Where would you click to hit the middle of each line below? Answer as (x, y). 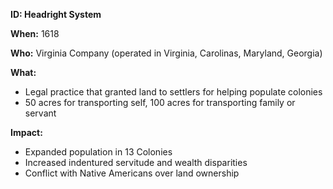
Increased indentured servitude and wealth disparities (136, 162)
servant (40, 113)
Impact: (26, 132)
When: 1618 (35, 33)
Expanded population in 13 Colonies (98, 152)
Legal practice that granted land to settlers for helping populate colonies (173, 92)
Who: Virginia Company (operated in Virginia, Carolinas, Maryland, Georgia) (166, 53)
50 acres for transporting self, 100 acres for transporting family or (160, 102)
